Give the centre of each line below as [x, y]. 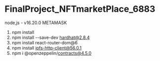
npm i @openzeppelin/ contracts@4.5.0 [52, 53]
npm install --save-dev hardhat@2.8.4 [51, 37]
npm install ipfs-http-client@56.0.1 [47, 48]
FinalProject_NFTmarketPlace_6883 [80, 9]
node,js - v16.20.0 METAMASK [36, 23]
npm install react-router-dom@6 [44, 42]
